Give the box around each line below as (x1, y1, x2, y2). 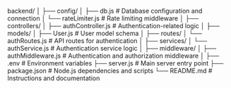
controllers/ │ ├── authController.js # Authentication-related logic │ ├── (7, 22, 220, 30)
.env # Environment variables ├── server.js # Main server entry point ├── (7, 59, 224, 67)
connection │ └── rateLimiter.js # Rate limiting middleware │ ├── (7, 14, 199, 23)
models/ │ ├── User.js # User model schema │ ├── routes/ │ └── (7, 29, 203, 37)
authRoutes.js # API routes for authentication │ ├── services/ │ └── (7, 37, 207, 45)
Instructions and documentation (7, 74, 100, 82)
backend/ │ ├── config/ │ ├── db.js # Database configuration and (7, 7, 203, 15)
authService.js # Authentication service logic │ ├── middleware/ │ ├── (7, 44, 217, 52)
